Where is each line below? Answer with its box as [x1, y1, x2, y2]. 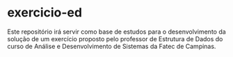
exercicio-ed [7, 5, 82, 21]
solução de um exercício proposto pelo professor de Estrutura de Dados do [7, 34, 223, 43]
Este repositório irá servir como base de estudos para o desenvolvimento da [7, 27, 226, 36]
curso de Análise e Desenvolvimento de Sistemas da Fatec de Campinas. [7, 42, 216, 50]
